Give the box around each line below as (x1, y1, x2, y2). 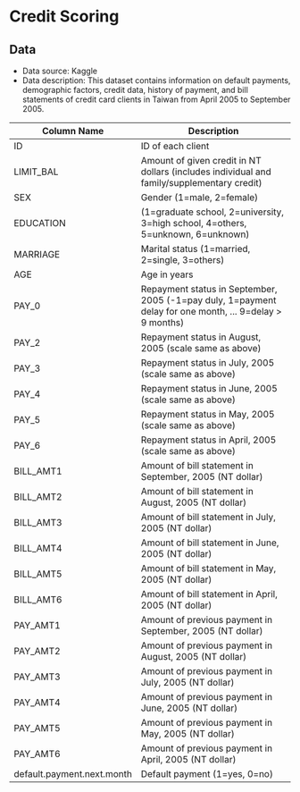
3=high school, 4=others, (140, 217, 247, 229)
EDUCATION (13, 217, 67, 229)
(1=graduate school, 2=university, (140, 206, 284, 218)
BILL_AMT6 (13, 594, 62, 605)
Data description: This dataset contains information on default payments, (21, 75, 291, 86)
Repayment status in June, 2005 (140, 383, 279, 394)
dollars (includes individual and (140, 165, 271, 178)
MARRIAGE (13, 249, 61, 260)
